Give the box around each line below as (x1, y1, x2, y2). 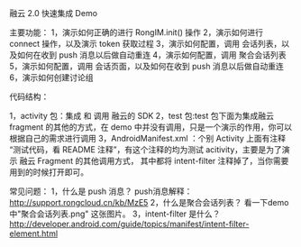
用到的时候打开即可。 (9, 167, 88, 178)
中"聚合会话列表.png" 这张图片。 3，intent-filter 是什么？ (9, 208, 221, 219)
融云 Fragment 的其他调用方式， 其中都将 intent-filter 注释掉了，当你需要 (19, 156, 289, 166)
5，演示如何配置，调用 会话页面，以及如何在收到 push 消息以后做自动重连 (9, 61, 284, 71)
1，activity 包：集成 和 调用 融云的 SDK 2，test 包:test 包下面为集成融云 (9, 111, 275, 121)
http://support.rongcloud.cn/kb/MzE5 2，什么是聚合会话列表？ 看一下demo (9, 197, 289, 207)
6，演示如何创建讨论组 (9, 72, 94, 83)
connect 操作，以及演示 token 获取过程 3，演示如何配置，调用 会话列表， (9, 39, 282, 49)
